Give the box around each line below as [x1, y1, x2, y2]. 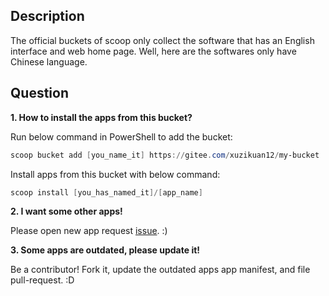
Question [10, 85, 69, 102]
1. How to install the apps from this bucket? [10, 111, 193, 123]
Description [10, 8, 85, 25]
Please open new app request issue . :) [10, 225, 168, 237]
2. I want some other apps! [10, 205, 123, 218]
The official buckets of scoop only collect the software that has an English [10, 34, 315, 46]
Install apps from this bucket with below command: [10, 168, 221, 180]
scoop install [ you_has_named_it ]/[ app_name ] [10, 187, 203, 198]
